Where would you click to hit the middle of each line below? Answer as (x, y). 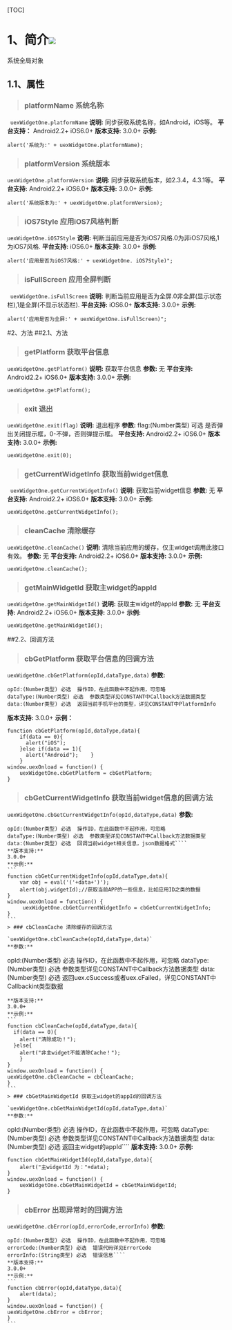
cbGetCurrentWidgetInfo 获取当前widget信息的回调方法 (118, 798)
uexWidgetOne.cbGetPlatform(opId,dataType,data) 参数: (86, 675)
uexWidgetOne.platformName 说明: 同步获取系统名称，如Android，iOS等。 (113, 122)
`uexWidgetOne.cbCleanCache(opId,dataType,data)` (80, 939)
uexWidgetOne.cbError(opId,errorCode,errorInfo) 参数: (86, 1226)
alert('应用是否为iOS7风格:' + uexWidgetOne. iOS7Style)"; (90, 261)
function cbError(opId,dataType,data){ (65, 1288)
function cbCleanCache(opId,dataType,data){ (72, 1026)
